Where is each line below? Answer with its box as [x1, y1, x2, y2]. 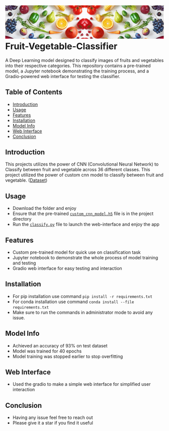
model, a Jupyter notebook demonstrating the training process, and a [5, 68, 149, 74]
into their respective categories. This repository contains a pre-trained [5, 62, 151, 68]
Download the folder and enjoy [12, 205, 76, 211]
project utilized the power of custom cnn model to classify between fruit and [5, 172, 163, 178]
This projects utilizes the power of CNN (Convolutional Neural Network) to [5, 161, 159, 167]
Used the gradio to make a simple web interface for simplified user [12, 381, 151, 387]
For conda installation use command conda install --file [12, 299, 134, 305]
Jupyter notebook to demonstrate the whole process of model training [12, 255, 158, 260]
